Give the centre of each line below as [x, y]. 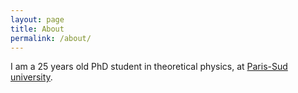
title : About [37, 29]
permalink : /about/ [51, 38]
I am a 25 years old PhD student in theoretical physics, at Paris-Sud [149, 67]
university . [31, 77]
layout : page [37, 19]
